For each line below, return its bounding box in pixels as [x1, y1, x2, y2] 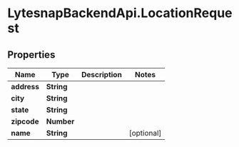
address [11, 82, 40, 91]
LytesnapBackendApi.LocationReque [7, 5, 233, 21]
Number [46, 116, 75, 126]
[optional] [128, 128, 162, 138]
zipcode [11, 116, 39, 126]
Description [81, 70, 123, 79]
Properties [7, 49, 56, 61]
